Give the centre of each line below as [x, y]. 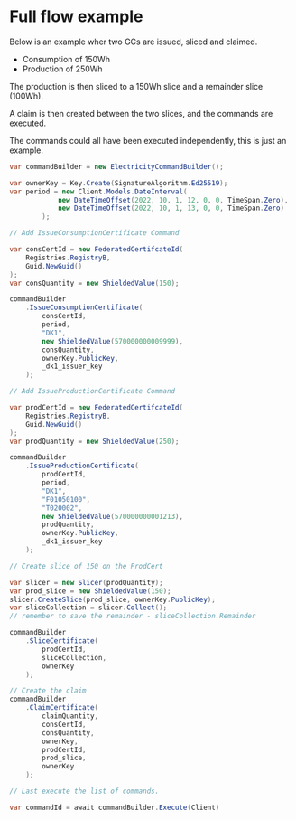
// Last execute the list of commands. [84, 792]
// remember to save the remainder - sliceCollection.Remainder [133, 617]
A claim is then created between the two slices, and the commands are [141, 113]
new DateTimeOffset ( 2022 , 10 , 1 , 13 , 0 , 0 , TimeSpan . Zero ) [171, 208]
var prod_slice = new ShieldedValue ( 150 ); [90, 591]
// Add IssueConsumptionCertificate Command [94, 233]
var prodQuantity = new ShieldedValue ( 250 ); [94, 441]
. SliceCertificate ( [62, 641]
